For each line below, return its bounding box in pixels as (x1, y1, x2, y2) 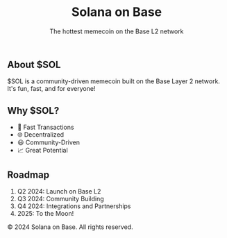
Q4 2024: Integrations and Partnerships (17, 202, 131, 210)
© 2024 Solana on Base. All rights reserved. (7, 223, 133, 231)
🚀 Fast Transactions (17, 123, 74, 132)
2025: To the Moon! (17, 209, 74, 217)
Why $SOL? (7, 105, 60, 117)
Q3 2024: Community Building (17, 194, 104, 203)
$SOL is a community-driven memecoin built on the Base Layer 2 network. (7, 77, 221, 85)
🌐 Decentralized (17, 130, 65, 139)
